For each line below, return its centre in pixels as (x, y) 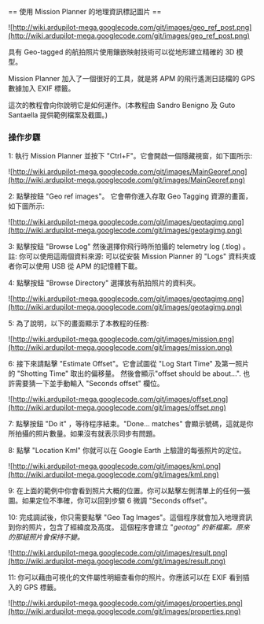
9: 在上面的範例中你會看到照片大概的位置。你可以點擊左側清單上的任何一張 (129, 491)
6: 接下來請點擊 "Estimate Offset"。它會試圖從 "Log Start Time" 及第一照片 (129, 364)
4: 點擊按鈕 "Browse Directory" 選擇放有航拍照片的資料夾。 (104, 283)
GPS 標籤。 (42, 587)
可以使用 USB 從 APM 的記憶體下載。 (82, 266)
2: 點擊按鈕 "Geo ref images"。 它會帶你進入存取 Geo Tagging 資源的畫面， (130, 196)
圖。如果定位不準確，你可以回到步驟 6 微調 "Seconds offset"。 (110, 501)
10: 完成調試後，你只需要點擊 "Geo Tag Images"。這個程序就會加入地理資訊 (130, 518)
